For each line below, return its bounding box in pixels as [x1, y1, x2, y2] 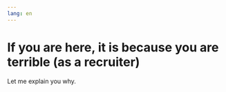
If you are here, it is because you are [7, 39, 219, 55]
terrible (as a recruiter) [7, 54, 140, 69]
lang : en [7, 10, 32, 17]
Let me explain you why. [7, 77, 76, 85]
